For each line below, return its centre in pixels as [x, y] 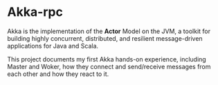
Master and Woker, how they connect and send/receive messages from [109, 66]
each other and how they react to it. [58, 74]
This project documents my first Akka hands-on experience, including [107, 59]
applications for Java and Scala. [53, 46]
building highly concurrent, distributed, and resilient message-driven [105, 38]
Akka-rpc [35, 12]
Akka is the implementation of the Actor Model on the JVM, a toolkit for [109, 31]
